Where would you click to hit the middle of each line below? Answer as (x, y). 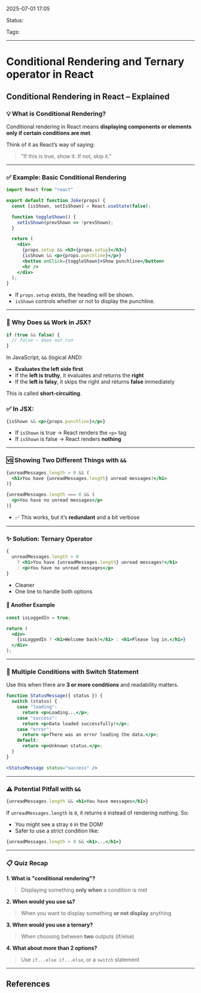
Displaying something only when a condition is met (84, 890)
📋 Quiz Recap (27, 863)
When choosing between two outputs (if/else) (77, 937)
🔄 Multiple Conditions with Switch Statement (72, 672)
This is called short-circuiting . (44, 393)
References (28, 984)
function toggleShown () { (44, 217)
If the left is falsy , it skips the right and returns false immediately (95, 382)
